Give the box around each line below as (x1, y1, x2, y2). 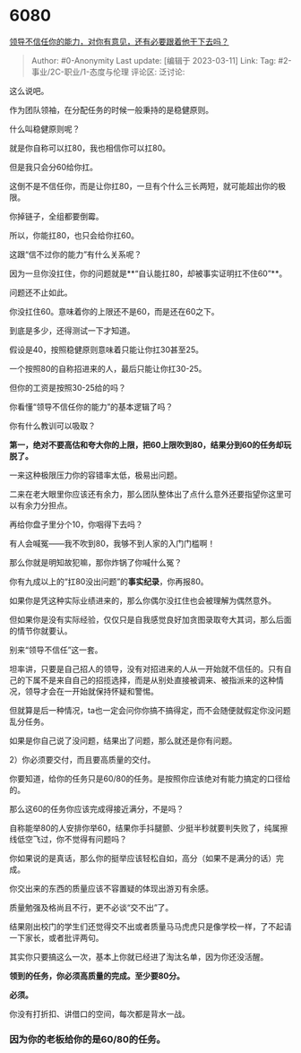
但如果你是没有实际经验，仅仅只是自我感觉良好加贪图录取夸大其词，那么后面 (9, 614, 292, 625)
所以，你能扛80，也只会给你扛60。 (9, 229, 140, 240)
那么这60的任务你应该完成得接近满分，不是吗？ (9, 803, 185, 814)
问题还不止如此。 (9, 287, 73, 298)
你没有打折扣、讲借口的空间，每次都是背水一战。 (9, 1008, 190, 1019)
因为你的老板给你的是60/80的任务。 (9, 1032, 166, 1045)
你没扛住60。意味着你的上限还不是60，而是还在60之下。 (9, 306, 219, 316)
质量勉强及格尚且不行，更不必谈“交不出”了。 (9, 902, 174, 912)
